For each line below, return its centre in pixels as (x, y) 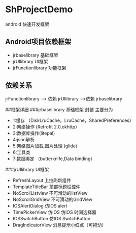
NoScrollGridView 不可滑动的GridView (53, 199)
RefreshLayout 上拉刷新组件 (42, 180)
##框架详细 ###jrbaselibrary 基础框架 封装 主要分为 (59, 109)
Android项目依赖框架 (38, 42)
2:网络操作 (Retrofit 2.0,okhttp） (46, 126)
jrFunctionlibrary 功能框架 (39, 68)
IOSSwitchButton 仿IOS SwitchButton (51, 218)
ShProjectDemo (39, 9)
